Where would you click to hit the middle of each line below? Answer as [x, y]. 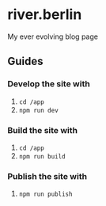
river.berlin [45, 15]
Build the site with [43, 130]
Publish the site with [47, 176]
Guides [26, 61]
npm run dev [38, 110]
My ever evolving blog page [53, 36]
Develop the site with [49, 84]
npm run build [42, 156]
